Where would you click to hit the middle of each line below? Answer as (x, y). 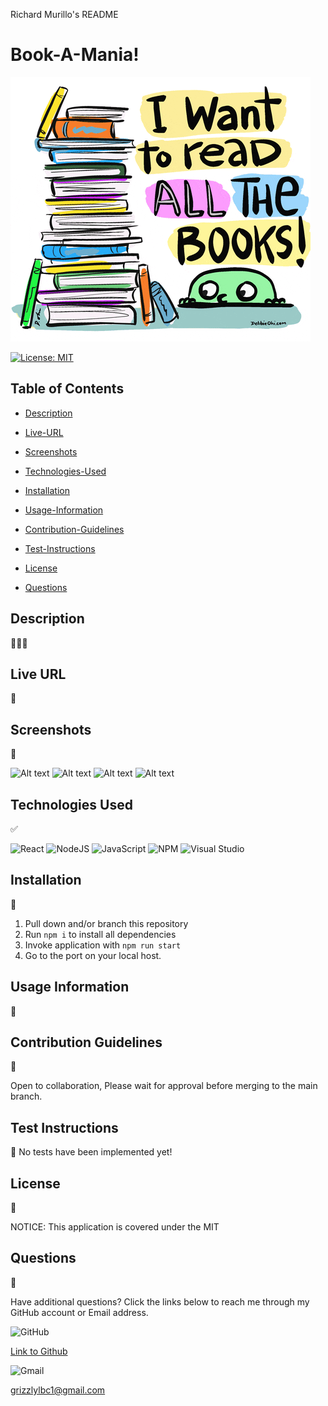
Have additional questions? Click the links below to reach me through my (160, 1301)
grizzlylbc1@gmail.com (58, 1390)
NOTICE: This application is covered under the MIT (115, 1227)
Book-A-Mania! (75, 55)
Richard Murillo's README (64, 14)
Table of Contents (67, 389)
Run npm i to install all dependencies (100, 934)
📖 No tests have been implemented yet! (91, 1152)
